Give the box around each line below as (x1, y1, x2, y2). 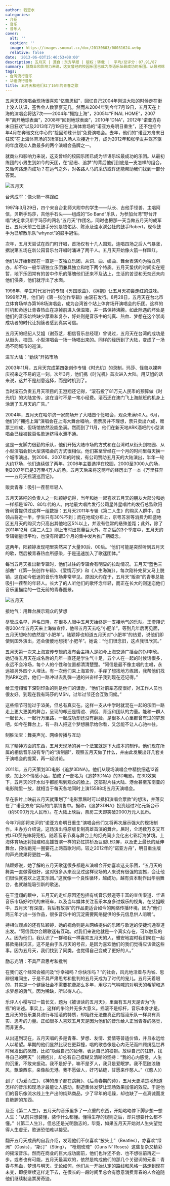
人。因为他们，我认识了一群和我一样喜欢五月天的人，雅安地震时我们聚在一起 (5, 934, 165, 940)
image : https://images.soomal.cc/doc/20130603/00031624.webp (10, 45, 142, 50)
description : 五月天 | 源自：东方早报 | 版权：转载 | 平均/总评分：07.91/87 (5, 59, 157, 65)
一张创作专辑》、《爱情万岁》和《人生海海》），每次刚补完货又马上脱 (27, 567, 165, 573)
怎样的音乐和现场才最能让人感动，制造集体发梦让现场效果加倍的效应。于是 (5, 1084, 160, 1090)
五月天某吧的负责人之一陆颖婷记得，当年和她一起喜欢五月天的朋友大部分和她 (5, 495, 165, 501)
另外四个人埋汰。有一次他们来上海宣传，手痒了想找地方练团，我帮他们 (14, 667, 160, 674)
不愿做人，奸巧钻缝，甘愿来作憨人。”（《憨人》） (67, 1067, 165, 1073)
